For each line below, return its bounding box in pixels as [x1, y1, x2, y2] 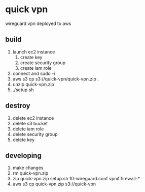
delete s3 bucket [12, 120, 48, 126]
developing [5, 151, 42, 160]
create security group [20, 60, 66, 66]
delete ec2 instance [12, 115, 54, 121]
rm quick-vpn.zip [12, 170, 49, 176]
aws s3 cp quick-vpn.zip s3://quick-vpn [12, 181, 96, 187]
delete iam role [12, 126, 44, 132]
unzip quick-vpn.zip [12, 81, 55, 87]
